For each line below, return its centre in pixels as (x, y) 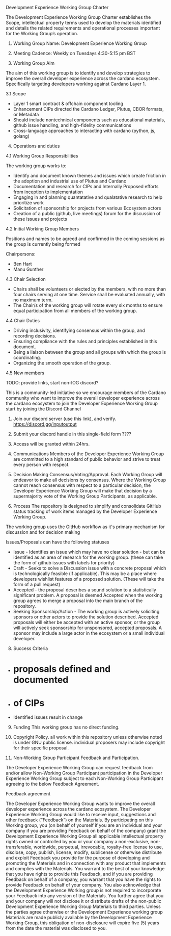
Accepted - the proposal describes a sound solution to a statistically (85, 590)
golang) (21, 136)
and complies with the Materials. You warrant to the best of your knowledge (85, 869)
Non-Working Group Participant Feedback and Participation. (76, 758)
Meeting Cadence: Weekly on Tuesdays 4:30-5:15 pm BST (75, 53)
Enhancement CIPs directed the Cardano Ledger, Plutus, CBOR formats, (89, 109)
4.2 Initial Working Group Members (42, 229)
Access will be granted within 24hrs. (51, 444)
